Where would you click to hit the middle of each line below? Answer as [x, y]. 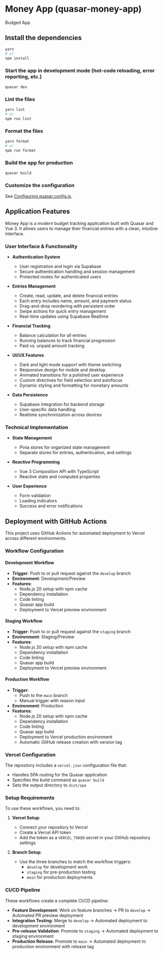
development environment [39, 926]
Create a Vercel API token [45, 832]
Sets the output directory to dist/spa [49, 785]
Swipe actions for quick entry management [63, 311]
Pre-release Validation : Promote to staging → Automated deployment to [85, 931]
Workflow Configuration [34, 551]
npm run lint [18, 119]
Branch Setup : [27, 852]
